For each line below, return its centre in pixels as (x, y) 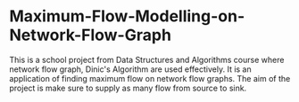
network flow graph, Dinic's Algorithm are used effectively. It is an (130, 69)
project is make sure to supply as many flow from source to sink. (128, 88)
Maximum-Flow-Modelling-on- (127, 16)
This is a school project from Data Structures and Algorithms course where (147, 59)
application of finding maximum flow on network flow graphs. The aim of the (150, 78)
